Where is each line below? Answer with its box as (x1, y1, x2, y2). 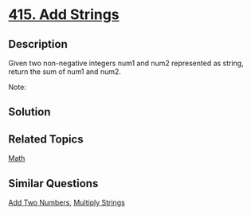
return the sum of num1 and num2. (8, 67, 122, 76)
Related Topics (8, 132, 84, 146)
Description (8, 37, 68, 51)
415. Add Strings (8, 6, 120, 24)
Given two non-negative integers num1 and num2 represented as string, (8, 58, 245, 68)
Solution (8, 105, 51, 119)
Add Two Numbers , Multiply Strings (8, 197, 125, 208)
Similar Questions (8, 177, 99, 190)
